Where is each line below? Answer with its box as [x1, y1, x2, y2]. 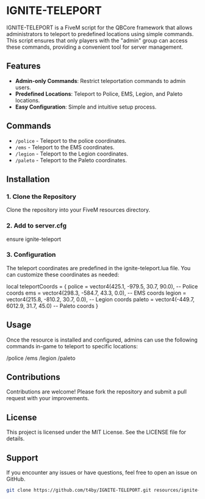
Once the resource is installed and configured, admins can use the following [6, 336, 198, 343]
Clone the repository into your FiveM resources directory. [6, 206, 151, 214]
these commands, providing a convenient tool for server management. [6, 43, 184, 51]
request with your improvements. [6, 395, 90, 402]
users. [15, 84, 32, 91]
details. [6, 435, 25, 442]
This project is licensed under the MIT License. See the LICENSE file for [6, 428, 187, 436]
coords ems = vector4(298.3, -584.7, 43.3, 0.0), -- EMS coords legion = [6, 289, 187, 296]
